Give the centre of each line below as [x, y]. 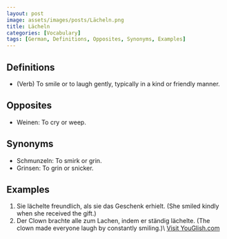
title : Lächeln [28, 26]
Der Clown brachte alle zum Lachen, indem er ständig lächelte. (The [113, 221]
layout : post [25, 13]
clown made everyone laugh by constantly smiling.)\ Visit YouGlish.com [118, 228]
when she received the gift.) [57, 213]
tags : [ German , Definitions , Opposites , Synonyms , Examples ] [96, 39]
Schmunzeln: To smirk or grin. [59, 160]
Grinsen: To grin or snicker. [55, 168]
